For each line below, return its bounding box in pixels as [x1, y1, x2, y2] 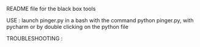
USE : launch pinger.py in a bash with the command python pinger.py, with [6, 17, 194, 23]
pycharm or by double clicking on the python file [6, 23, 128, 30]
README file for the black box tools [6, 5, 96, 12]
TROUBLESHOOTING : [6, 35, 63, 42]
